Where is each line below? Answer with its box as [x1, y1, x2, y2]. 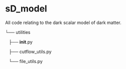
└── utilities [5, 29, 31, 35]
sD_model [5, 3, 47, 14]
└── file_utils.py [8, 58, 43, 64]
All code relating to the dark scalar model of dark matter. [5, 19, 121, 25]
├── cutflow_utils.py [8, 48, 51, 54]
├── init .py [8, 38, 33, 45]
